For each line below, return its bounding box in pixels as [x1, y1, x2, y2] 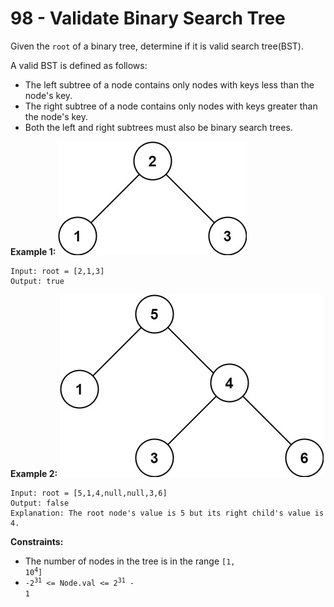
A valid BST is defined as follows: [10, 59, 148, 71]
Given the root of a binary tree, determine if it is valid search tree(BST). [10, 40, 305, 52]
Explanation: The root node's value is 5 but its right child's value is [10, 508, 325, 518]
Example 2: [10, 467, 58, 479]
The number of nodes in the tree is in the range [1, [24, 555, 236, 567]
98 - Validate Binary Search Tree [10, 7, 286, 30]
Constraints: [10, 535, 64, 547]
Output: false [10, 498, 70, 508]
